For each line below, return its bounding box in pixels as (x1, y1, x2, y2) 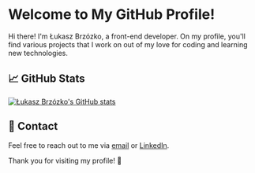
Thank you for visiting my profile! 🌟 (8, 156, 122, 165)
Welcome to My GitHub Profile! (8, 6, 216, 24)
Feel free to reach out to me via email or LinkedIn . (8, 140, 170, 150)
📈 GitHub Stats (8, 72, 85, 86)
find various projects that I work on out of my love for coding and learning (8, 39, 248, 49)
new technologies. (8, 48, 69, 57)
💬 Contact (8, 120, 58, 133)
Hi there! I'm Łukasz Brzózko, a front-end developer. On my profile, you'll (8, 31, 246, 41)
